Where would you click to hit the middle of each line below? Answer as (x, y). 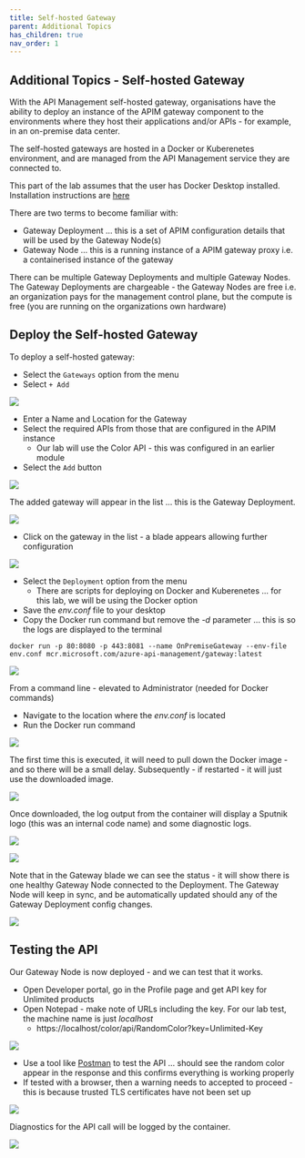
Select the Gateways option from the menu (101, 374)
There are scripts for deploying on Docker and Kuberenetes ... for (159, 590)
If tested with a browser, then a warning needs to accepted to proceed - (158, 1082)
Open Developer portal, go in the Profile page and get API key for (145, 990)
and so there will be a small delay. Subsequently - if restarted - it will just (146, 769)
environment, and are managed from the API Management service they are (150, 158)
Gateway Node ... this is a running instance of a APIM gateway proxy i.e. (158, 250)
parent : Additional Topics (61, 26)
